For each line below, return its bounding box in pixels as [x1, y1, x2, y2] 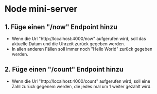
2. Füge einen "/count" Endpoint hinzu [4, 65, 123, 74]
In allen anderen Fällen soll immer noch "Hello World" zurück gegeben [11, 46, 153, 52]
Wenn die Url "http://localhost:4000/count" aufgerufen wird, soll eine [11, 78, 151, 84]
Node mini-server [4, 3, 78, 15]
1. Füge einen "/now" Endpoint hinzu [4, 23, 118, 31]
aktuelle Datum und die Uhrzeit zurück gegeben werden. [11, 41, 125, 47]
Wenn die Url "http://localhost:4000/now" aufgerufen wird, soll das [11, 36, 146, 41]
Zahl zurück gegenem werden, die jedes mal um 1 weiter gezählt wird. [11, 83, 152, 89]
